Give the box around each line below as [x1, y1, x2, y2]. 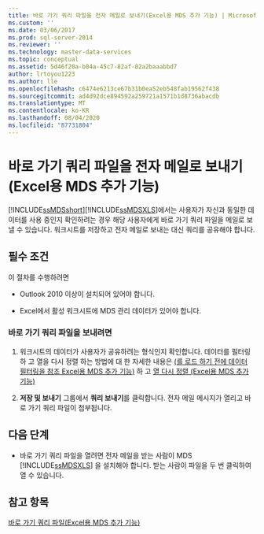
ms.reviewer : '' [8, 41, 61, 49]
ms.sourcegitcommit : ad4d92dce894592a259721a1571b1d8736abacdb [8, 92, 220, 100]
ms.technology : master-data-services [8, 48, 132, 56]
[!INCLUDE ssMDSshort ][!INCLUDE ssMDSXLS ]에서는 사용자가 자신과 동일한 [8, 205, 247, 214]
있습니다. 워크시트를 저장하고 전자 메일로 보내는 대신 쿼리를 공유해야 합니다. [24, 224, 255, 234]
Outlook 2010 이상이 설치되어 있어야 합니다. [19, 289, 156, 299]
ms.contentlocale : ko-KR [8, 107, 90, 115]
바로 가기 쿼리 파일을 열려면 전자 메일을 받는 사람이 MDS [19, 451, 192, 460]
